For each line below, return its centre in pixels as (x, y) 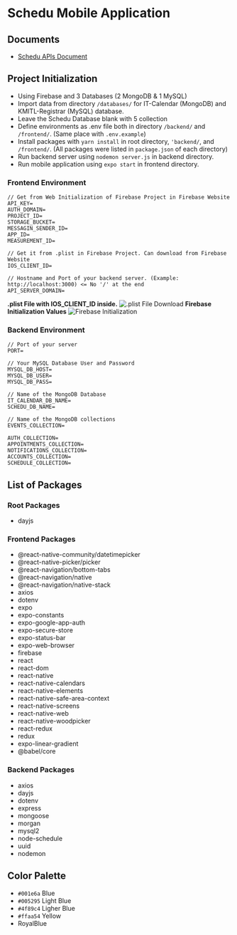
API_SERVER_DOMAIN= (36, 291)
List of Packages (45, 485)
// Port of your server (43, 345)
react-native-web (43, 714)
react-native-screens (49, 706)
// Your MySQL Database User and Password (71, 364)
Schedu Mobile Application (89, 13)
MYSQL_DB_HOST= (30, 370)
